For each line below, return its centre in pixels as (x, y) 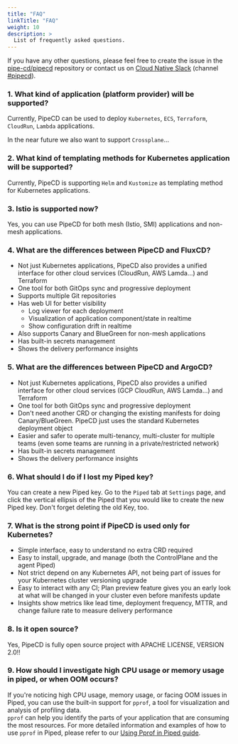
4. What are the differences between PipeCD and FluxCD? (109, 250)
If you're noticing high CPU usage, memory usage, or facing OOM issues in (117, 695)
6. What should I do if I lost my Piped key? (81, 477)
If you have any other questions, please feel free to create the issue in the (115, 60)
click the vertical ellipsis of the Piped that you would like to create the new (116, 499)
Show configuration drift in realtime (80, 326)
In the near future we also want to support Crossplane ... (88, 140)
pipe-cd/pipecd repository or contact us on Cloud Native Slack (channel (113, 68)
